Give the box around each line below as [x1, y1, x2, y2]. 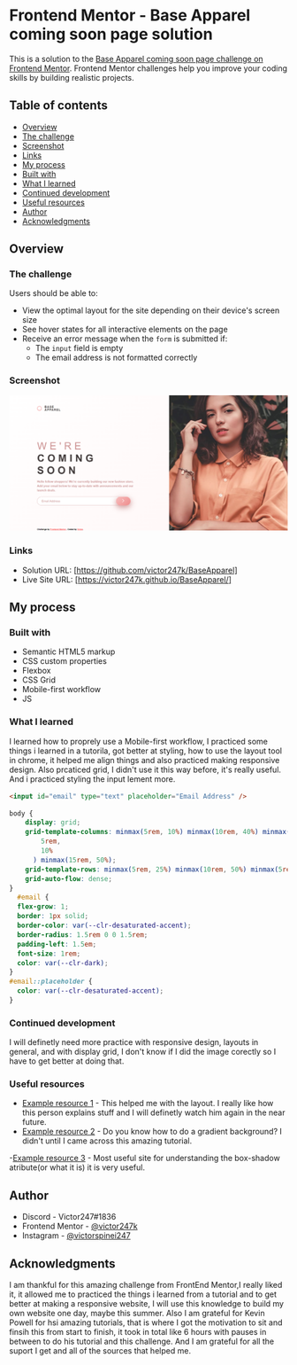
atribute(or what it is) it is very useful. [9, 1162, 146, 1173]
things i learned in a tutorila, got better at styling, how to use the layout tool [9, 745, 283, 756]
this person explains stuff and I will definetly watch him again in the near [21, 1107, 286, 1118]
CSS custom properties [21, 656, 108, 667]
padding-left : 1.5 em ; [17, 940, 97, 948]
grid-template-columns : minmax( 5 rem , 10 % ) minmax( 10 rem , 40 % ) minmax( [25, 828, 291, 837]
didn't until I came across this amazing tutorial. [21, 1135, 193, 1146]
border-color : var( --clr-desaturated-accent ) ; [17, 921, 192, 930]
